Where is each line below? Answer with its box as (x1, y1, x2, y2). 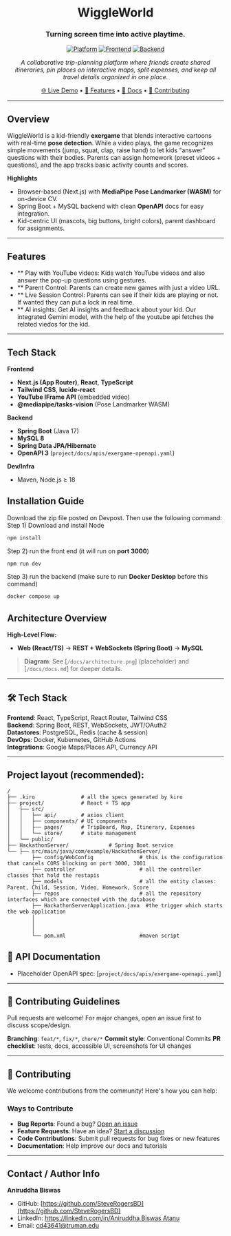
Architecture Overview (7, 612, 107, 624)
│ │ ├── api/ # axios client (7, 812, 125, 818)
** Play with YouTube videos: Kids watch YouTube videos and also (16, 269, 205, 277)
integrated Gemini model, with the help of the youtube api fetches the (16, 313, 214, 321)
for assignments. (16, 224, 65, 232)
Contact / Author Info (7, 1168, 100, 1180)
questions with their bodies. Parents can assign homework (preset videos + (7, 154, 221, 162)
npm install (7, 534, 41, 542)
